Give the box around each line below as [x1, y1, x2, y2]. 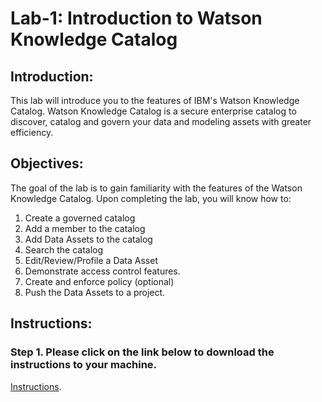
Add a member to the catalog [24, 222, 146, 234]
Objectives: [10, 155, 84, 172]
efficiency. [10, 127, 54, 138]
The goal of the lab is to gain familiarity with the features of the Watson [10, 182, 303, 194]
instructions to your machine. [10, 358, 158, 372]
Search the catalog [24, 243, 104, 256]
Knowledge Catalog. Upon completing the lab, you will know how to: [10, 192, 292, 204]
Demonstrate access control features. [24, 265, 181, 277]
